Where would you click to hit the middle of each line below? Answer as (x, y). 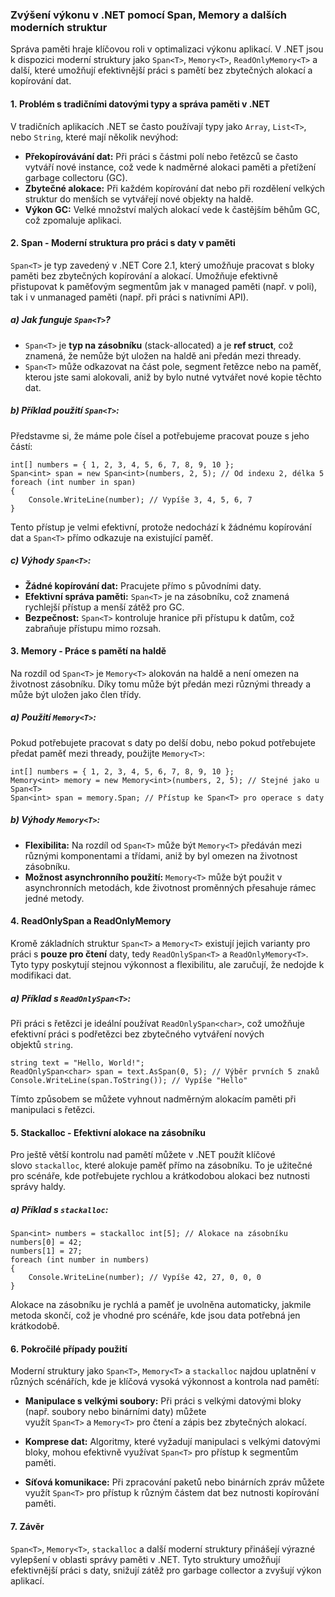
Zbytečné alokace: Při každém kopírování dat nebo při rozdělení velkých (175, 188)
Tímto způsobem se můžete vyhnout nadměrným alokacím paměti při (153, 1099)
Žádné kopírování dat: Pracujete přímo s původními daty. (143, 585)
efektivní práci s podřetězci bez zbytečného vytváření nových (137, 1034)
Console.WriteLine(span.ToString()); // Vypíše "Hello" (129, 1080)
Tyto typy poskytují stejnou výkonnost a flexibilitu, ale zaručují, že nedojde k (167, 964)
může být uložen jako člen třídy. (76, 694)
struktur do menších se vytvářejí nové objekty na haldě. (139, 199)
